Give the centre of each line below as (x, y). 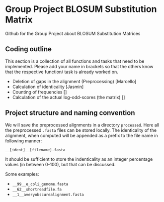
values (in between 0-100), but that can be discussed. (60, 164)
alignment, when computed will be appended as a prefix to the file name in (82, 135)
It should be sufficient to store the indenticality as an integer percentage (79, 159)
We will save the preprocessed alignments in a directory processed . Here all (82, 125)
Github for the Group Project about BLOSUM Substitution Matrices (73, 33)
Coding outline (29, 49)
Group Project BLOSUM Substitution (81, 9)
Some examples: (22, 174)
